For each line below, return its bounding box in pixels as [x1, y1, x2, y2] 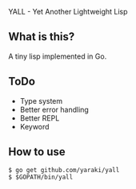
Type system [19, 96, 63, 105]
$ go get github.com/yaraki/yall [8, 166, 120, 175]
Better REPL [19, 113, 60, 123]
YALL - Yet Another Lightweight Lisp [8, 7, 128, 16]
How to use [8, 145, 66, 159]
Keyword [19, 121, 50, 131]
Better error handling [19, 105, 90, 114]
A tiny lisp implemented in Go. [8, 51, 107, 61]
